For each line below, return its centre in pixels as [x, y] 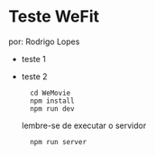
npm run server [59, 141]
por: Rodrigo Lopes [44, 41]
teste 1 [34, 59]
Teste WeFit [54, 17]
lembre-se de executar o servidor [84, 125]
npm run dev [52, 109]
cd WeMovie [50, 93]
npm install [52, 101]
